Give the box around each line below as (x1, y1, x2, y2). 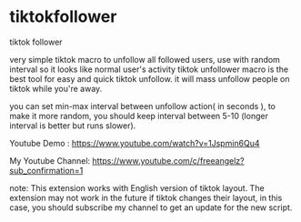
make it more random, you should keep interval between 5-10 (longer (9, 110, 268, 121)
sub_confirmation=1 (9, 165, 84, 176)
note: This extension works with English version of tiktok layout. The (9, 182, 266, 193)
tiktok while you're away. (9, 83, 103, 94)
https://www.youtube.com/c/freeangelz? (92, 155, 245, 166)
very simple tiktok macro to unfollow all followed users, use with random (9, 54, 280, 65)
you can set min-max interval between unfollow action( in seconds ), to (9, 100, 276, 111)
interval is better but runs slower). (9, 120, 136, 131)
